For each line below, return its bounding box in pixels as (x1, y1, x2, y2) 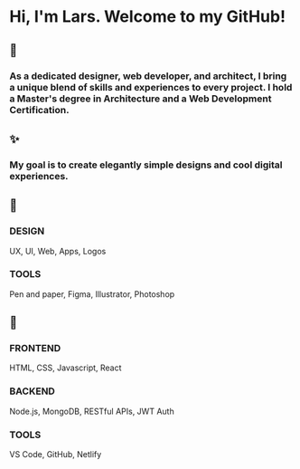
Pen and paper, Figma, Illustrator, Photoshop (9, 288, 175, 300)
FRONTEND (9, 342, 61, 355)
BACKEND (9, 385, 56, 397)
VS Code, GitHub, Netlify (9, 449, 102, 460)
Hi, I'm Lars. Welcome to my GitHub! (9, 6, 286, 27)
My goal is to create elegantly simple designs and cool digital (9, 158, 283, 171)
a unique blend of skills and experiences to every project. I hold (9, 81, 293, 93)
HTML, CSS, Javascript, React (9, 362, 122, 373)
